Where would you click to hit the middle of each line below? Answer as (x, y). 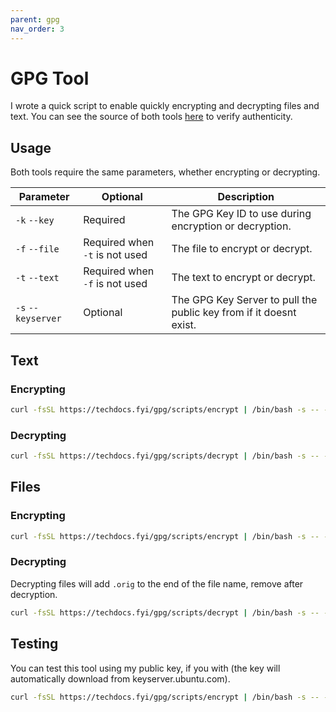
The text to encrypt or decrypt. (243, 278)
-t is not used (115, 255)
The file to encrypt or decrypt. (242, 249)
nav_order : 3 (37, 29)
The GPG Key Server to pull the (244, 300)
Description (246, 197)
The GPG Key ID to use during (241, 214)
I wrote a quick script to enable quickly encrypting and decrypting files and (165, 106)
